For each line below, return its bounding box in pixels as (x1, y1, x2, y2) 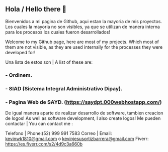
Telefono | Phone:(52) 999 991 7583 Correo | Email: (5, 130, 112, 136)
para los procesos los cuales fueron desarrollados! (5, 29, 111, 35)
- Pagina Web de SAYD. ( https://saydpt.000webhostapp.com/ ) (5, 98, 162, 105)
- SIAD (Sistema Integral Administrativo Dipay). (5, 85, 123, 92)
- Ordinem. (5, 71, 33, 78)
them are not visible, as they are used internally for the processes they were (5, 44, 163, 50)
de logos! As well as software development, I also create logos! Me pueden (5, 115, 161, 121)
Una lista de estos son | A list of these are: (5, 59, 93, 65)
